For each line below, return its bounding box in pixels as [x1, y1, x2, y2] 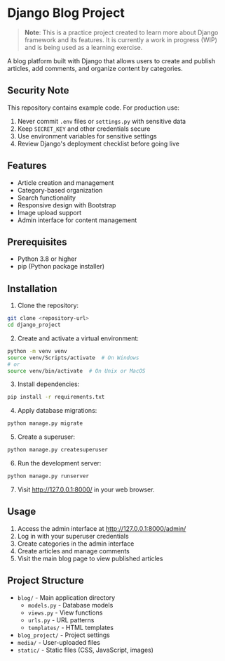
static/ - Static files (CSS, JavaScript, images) [17, 646, 154, 654]
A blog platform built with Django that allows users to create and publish [7, 56, 216, 65]
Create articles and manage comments [17, 546, 130, 555]
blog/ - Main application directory [17, 593, 116, 602]
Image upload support [17, 208, 82, 217]
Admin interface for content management [17, 216, 137, 224]
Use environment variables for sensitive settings [17, 131, 157, 140]
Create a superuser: [17, 432, 76, 441]
